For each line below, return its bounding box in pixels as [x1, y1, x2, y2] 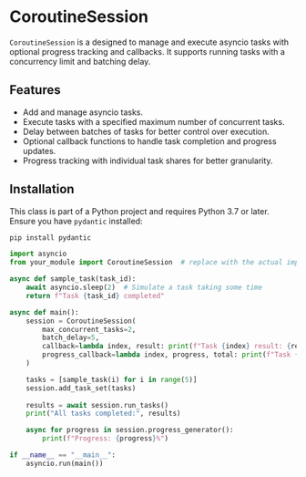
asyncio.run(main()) [25, 459, 104, 468]
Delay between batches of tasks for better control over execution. [22, 126, 270, 137]
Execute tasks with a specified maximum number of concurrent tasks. [22, 116, 285, 127]
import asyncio [9, 249, 67, 259]
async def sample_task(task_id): [9, 275, 137, 284]
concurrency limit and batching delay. [9, 56, 151, 67]
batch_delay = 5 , [42, 333, 100, 343]
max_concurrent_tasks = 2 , [42, 325, 137, 334]
